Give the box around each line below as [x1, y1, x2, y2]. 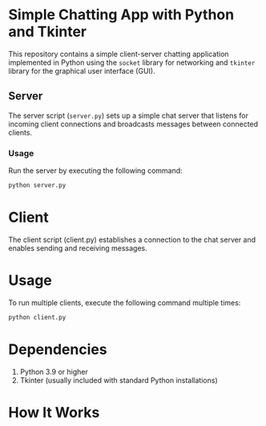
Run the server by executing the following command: [8, 166, 183, 175]
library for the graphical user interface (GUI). [8, 66, 155, 75]
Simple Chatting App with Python [8, 6, 235, 24]
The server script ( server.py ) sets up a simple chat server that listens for [8, 111, 249, 120]
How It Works [8, 403, 100, 421]
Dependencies [8, 340, 107, 358]
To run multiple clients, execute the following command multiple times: [8, 298, 241, 307]
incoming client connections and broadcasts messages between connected [8, 119, 259, 129]
